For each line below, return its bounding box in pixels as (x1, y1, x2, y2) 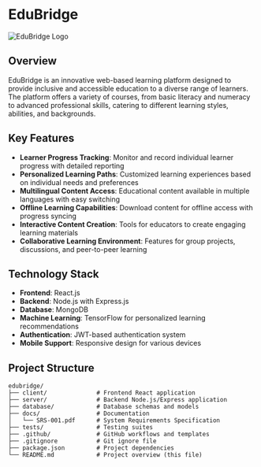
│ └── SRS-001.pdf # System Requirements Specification (8, 417, 221, 424)
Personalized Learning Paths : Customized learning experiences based (19, 169, 252, 179)
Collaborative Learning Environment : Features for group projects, (19, 236, 236, 246)
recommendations (19, 321, 79, 332)
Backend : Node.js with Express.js (19, 297, 129, 306)
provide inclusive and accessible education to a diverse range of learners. (8, 83, 248, 93)
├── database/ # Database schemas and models (8, 403, 199, 411)
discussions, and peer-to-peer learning (19, 244, 147, 254)
